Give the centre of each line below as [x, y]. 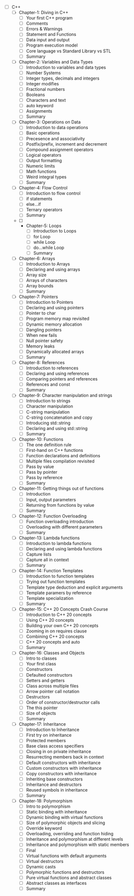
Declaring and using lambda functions [64, 549]
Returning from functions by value [60, 505]
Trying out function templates [56, 581]
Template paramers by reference [59, 593]
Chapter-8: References [42, 362]
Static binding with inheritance [57, 812]
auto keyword [40, 106]
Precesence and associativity [56, 138]
